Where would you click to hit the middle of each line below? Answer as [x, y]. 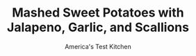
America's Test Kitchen [98, 46]
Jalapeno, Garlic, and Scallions [98, 27]
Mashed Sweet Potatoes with [98, 13]
